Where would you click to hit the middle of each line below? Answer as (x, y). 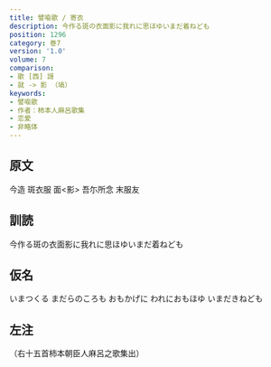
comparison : (32, 69)
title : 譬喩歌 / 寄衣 (47, 18)
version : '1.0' (38, 52)
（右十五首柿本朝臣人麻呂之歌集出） (77, 353)
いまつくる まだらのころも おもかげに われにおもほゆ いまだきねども (136, 298)
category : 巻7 (35, 43)
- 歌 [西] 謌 (32, 77)
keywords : (28, 93)
